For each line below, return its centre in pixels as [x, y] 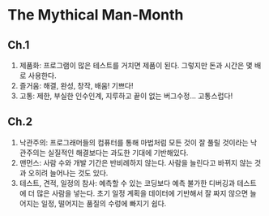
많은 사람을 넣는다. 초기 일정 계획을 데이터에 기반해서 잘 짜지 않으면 [143, 193]
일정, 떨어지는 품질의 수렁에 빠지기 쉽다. [104, 203]
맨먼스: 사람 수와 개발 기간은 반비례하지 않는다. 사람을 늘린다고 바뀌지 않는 [136, 162]
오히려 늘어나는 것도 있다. [68, 173]
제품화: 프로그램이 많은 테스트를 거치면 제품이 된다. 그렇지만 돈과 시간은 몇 [136, 65]
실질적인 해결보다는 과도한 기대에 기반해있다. [118, 153]
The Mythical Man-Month [96, 15]
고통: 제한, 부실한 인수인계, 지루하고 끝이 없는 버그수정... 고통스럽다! [126, 96]
